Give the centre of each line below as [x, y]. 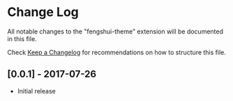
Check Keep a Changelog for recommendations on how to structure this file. [117, 52]
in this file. [22, 38]
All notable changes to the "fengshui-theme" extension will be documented [115, 31]
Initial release [36, 91]
